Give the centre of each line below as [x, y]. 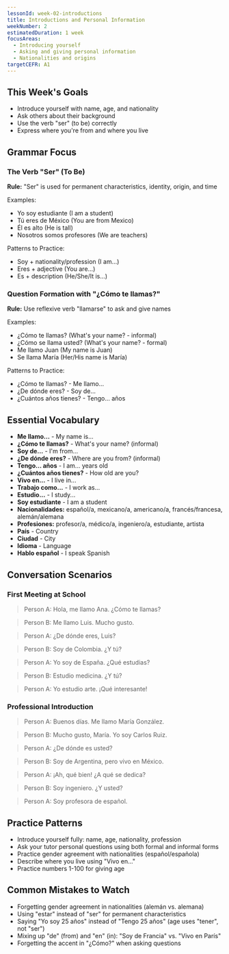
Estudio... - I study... [46, 495]
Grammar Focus [42, 152]
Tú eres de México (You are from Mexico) [76, 221]
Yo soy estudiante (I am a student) [65, 213]
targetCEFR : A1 [29, 64]
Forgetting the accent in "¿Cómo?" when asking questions [99, 943]
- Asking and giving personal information [75, 52]
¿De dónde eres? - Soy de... [56, 391]
